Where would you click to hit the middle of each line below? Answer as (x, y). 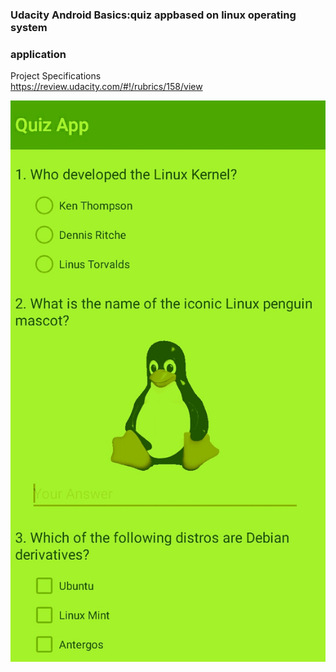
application (38, 54)
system (29, 27)
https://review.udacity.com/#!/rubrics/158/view (106, 87)
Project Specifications (56, 76)
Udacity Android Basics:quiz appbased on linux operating (153, 15)
